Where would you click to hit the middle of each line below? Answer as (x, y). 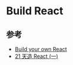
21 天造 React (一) (36, 56)
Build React (35, 11)
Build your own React (41, 49)
